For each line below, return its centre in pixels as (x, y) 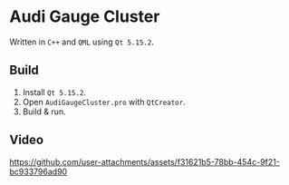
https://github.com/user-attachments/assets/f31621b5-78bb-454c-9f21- (145, 161)
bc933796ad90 (39, 171)
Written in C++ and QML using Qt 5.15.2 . (82, 42)
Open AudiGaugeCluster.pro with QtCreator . (104, 102)
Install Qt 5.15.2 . (54, 92)
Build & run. (44, 112)
